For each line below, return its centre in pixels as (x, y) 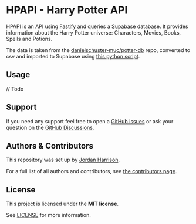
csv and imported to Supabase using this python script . (73, 56)
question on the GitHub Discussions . (50, 127)
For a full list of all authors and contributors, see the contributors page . (92, 171)
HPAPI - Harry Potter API (67, 10)
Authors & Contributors (50, 146)
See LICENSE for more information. (48, 215)
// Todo (15, 89)
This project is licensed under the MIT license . (62, 204)
